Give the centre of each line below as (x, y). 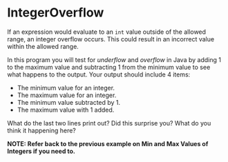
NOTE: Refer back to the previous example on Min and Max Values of (108, 143)
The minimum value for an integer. (66, 88)
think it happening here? (41, 130)
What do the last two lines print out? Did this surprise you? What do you (109, 123)
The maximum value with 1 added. (66, 110)
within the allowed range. (43, 46)
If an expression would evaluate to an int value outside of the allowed (106, 32)
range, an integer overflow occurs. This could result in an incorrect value (111, 39)
